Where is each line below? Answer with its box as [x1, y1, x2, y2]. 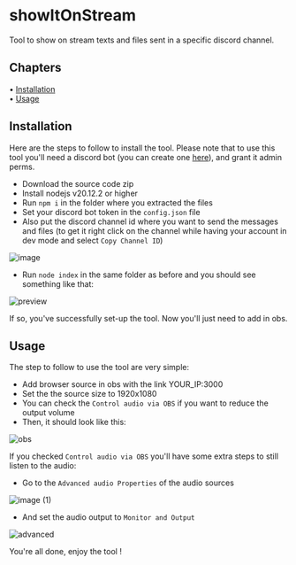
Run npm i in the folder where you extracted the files [21, 197, 214, 208]
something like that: [21, 278, 95, 289]
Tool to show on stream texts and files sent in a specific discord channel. [9, 35, 275, 45]
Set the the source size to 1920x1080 [21, 389, 157, 399]
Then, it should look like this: [21, 417, 126, 428]
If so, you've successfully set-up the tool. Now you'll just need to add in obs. [9, 313, 288, 323]
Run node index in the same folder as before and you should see [21, 269, 256, 280]
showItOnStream [9, 5, 137, 26]
